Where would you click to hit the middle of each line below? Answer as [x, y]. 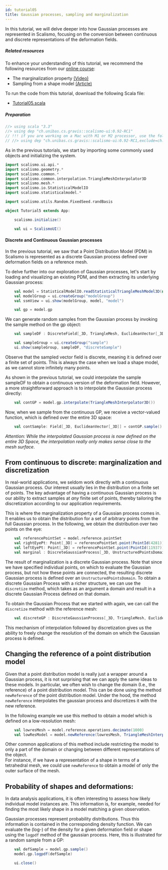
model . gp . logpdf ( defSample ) [43, 854]
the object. [16, 755]
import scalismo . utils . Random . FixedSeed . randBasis [59, 202]
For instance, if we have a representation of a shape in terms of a [72, 760]
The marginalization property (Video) [50, 79]
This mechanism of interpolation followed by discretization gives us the [78, 627]
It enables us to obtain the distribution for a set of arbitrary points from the [82, 519]
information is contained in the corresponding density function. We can [78, 824]
